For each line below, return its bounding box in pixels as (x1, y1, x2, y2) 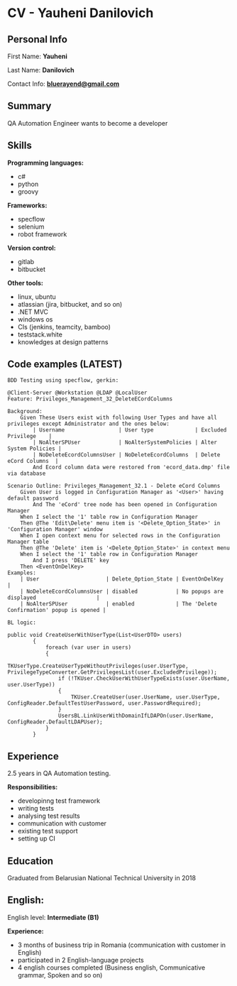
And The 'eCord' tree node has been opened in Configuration (33, 501, 218, 508)
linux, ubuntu (17, 292, 56, 301)
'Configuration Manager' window (7, 526, 103, 533)
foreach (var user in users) (45, 644, 132, 651)
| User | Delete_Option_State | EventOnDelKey (20, 576, 224, 583)
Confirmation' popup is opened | (7, 607, 106, 614)
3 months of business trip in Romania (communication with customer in (17, 941, 226, 949)
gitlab (17, 257, 35, 265)
